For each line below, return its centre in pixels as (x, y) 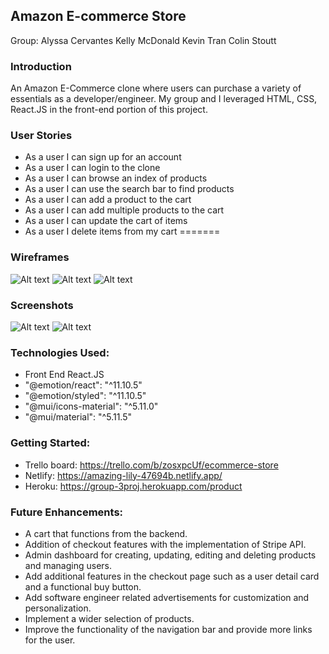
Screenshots (42, 305)
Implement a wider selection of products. (109, 618)
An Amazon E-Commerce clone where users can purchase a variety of (156, 88)
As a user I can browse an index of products (116, 178)
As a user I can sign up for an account (103, 157)
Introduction (41, 66)
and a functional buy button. (83, 586)
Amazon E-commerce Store (98, 16)
